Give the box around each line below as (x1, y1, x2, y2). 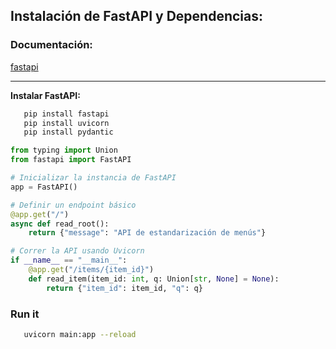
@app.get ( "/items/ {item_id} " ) (28, 265, 155, 275)
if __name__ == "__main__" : (10, 255, 128, 266)
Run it (10, 307, 40, 321)
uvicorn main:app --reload (23, 329, 137, 339)
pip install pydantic (23, 127, 114, 138)
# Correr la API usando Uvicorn (10, 246, 145, 256)
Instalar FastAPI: (10, 89, 81, 101)
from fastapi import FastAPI (10, 155, 132, 165)
